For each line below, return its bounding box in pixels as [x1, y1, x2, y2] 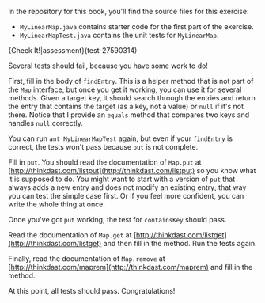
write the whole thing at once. [8, 199, 105, 209]
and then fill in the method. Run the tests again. [103, 239, 257, 248]
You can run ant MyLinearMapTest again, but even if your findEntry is [8, 134, 233, 143]
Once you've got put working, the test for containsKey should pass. [8, 215, 227, 224]
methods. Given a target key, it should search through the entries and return [8, 93, 256, 102]
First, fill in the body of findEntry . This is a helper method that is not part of [8, 77, 254, 85]
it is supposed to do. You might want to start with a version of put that [8, 174, 236, 184]
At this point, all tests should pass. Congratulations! [8, 286, 176, 295]
